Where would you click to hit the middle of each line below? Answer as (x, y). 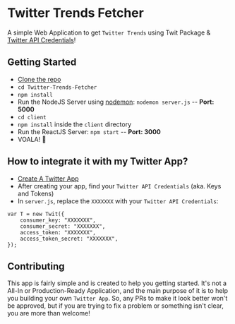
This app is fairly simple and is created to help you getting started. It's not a (117, 283)
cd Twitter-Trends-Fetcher (57, 87)
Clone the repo (39, 79)
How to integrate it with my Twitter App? (98, 161)
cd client (32, 117)
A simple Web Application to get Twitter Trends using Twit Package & (109, 32)
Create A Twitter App (48, 179)
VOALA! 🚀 (32, 139)
